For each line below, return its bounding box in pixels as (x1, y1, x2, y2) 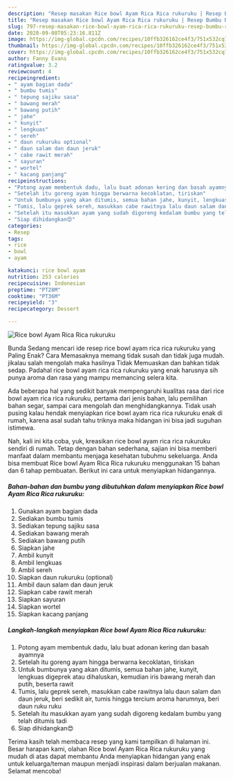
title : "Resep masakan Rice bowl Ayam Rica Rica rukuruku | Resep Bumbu (8, 17, 222, 24)
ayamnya (17, 650, 44, 659)
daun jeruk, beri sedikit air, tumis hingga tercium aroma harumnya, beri (17, 695, 220, 703)
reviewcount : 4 (8, 68, 52, 75)
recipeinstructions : (8, 177, 68, 184)
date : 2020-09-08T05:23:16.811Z (8, 29, 101, 37)
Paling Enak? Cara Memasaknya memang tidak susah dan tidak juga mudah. (8, 351, 225, 360)
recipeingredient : (8, 74, 61, 82)
